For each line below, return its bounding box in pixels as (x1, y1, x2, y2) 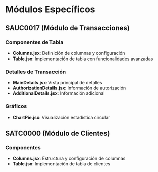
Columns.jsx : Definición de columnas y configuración (12, 50, 125, 56)
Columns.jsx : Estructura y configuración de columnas (12, 155, 126, 162)
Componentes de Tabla (5, 39, 64, 46)
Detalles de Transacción (5, 68, 66, 75)
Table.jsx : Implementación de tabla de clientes (12, 161, 110, 167)
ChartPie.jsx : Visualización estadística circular (12, 114, 110, 121)
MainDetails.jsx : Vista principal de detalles (12, 80, 102, 86)
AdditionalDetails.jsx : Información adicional (12, 90, 105, 96)
